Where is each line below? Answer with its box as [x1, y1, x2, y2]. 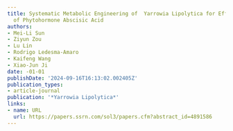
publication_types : [7, 81, 64, 88]
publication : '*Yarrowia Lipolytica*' [7, 94, 119, 101]
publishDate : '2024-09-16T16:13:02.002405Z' [7, 74, 138, 82]
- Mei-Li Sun [7, 29, 45, 37]
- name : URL [7, 107, 42, 114]
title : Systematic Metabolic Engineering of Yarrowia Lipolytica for [7, 10, 216, 17]
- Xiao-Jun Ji [7, 62, 49, 69]
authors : [7, 23, 33, 30]
